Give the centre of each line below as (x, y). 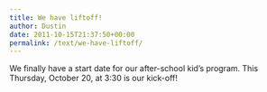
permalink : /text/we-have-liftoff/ (76, 43)
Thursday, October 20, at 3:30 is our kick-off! (94, 78)
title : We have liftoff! (56, 18)
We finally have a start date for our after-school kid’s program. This (134, 69)
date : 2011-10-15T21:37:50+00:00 (72, 34)
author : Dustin (38, 26)
